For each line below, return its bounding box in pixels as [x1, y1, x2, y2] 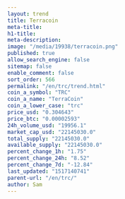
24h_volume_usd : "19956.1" [7, 121, 87, 129]
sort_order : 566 [7, 76, 55, 83]
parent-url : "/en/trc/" [7, 174, 78, 181]
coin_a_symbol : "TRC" [7, 89, 71, 96]
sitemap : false [7, 63, 52, 70]
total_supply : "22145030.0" [7, 135, 90, 142]
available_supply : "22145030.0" [7, 142, 102, 149]
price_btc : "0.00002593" [7, 115, 81, 122]
